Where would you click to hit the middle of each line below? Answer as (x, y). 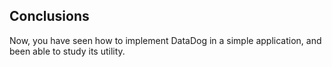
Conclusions (49, 16)
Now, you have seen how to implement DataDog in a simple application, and (165, 40)
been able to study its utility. (67, 51)
